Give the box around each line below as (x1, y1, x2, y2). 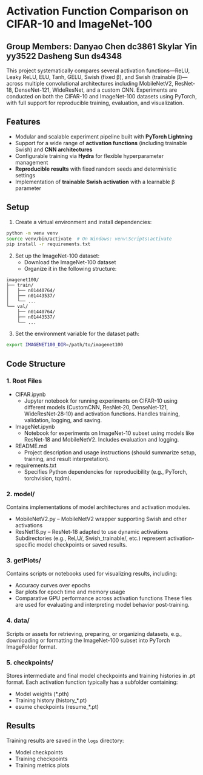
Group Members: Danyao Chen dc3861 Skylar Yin (6, 41, 198, 52)
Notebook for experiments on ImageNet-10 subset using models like (24, 429, 195, 437)
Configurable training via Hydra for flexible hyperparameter (15, 152, 164, 159)
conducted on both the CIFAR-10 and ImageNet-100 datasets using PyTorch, (6, 93, 197, 100)
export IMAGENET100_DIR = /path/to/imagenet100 (6, 342, 123, 348)
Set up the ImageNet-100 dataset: (15, 252, 100, 259)
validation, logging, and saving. (24, 416, 102, 423)
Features (6, 117, 41, 127)
